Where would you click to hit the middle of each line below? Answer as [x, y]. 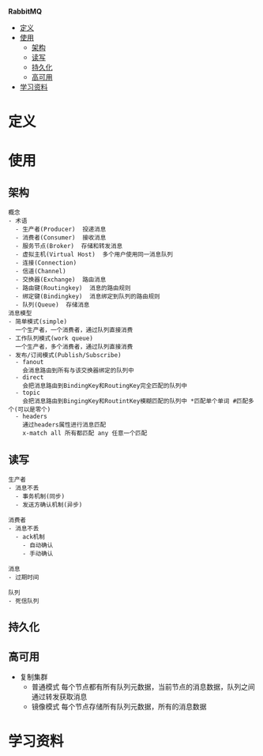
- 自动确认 [38, 545]
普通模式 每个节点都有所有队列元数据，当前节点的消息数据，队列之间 [143, 687]
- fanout [30, 363]
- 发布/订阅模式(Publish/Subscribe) [65, 355]
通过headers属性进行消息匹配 [64, 425]
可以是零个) [34, 410]
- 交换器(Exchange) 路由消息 [61, 280]
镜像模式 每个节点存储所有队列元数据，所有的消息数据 [119, 707]
